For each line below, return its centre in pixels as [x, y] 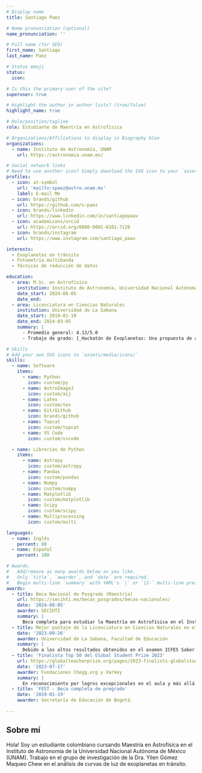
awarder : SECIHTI [39, 611]
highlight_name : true [33, 111]
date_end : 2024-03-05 [44, 322]
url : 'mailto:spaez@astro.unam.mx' [62, 188]
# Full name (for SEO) [35, 45]
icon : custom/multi [52, 522]
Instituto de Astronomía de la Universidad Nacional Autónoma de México [96, 751]
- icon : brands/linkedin [43, 210]
